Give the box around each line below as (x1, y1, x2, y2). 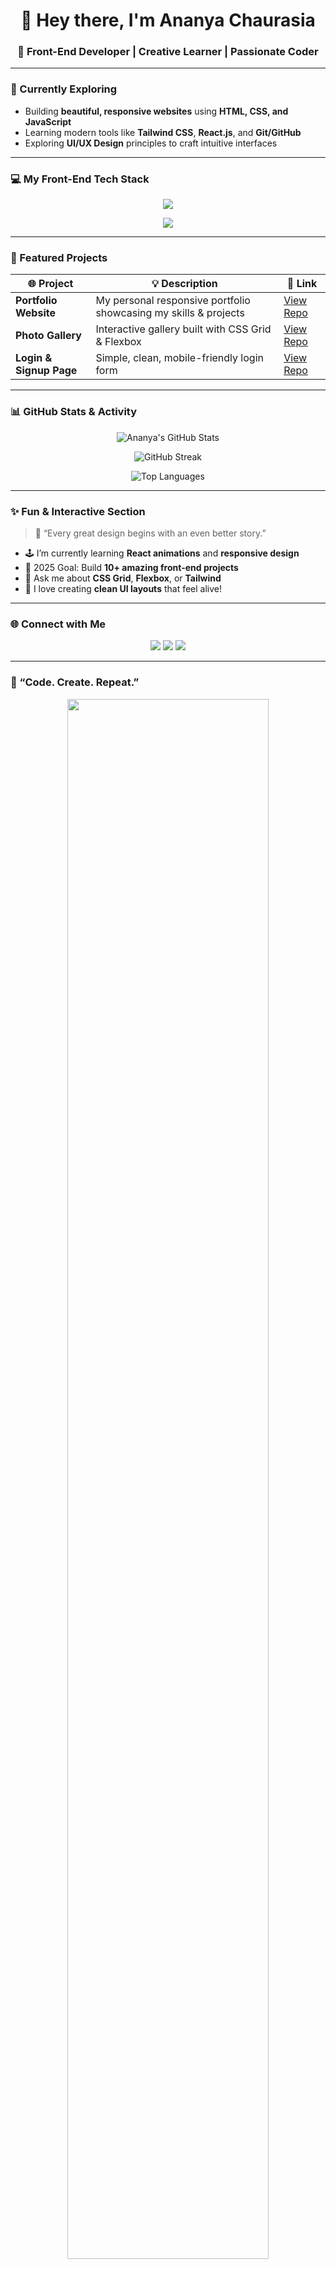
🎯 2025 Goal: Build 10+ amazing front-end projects (24, 561, 239, 573)
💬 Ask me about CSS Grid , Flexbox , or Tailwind (24, 572, 222, 584)
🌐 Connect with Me (10, 617, 107, 631)
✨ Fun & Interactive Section (10, 504, 146, 518)
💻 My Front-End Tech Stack (10, 172, 150, 186)
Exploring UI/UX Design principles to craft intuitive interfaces (24, 137, 278, 149)
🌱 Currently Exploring (10, 82, 118, 96)
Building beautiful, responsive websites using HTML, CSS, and (24, 105, 289, 117)
